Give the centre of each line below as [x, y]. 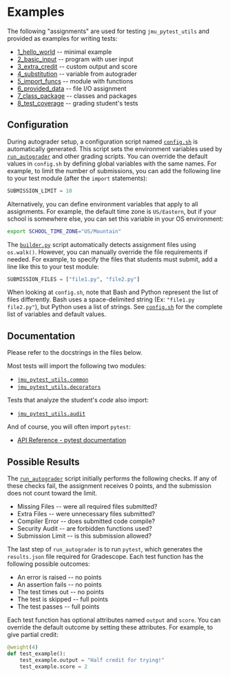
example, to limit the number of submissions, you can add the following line [114, 170]
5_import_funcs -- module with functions [75, 81]
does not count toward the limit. [52, 493]
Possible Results [44, 462]
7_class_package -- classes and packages [77, 96]
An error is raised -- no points [59, 577]
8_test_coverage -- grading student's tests [77, 103]
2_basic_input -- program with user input [75, 59]
